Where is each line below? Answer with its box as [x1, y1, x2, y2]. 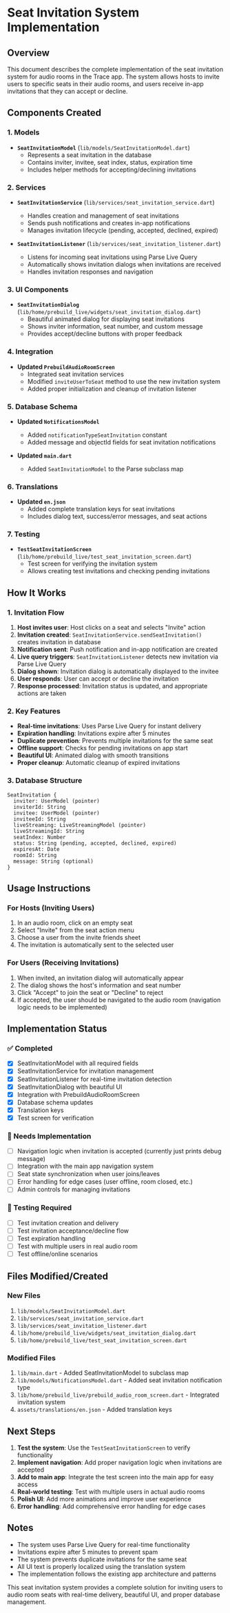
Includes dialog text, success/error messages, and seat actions [27, 512, 207, 521]
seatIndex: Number [13, 834, 67, 841]
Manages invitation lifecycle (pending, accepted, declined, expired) [27, 226, 219, 234]
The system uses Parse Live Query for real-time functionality [17, 1540, 191, 1548]
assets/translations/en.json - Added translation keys [17, 1406, 172, 1414]
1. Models [7, 127, 40, 137]
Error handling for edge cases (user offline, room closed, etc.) [17, 1178, 193, 1186]
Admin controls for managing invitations [17, 1185, 131, 1193]
